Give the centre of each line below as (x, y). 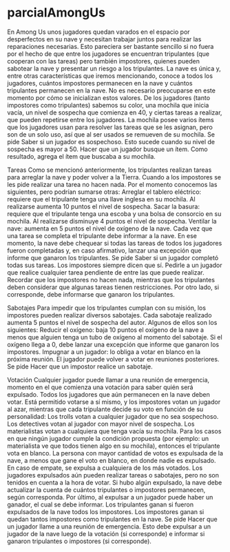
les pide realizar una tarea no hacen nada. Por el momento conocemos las (112, 184)
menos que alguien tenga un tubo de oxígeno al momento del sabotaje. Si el (115, 337)
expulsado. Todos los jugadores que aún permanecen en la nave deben (108, 394)
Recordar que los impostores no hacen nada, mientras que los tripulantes (111, 279)
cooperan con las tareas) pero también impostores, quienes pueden (103, 61)
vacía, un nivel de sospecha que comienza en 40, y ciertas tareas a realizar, (115, 112)
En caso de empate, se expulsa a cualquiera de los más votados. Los (105, 468)
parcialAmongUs (56, 13)
